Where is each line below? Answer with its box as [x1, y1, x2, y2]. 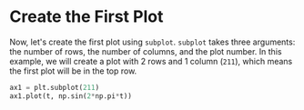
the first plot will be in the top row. [9, 65, 137, 76]
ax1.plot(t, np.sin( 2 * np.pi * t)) [9, 91, 132, 101]
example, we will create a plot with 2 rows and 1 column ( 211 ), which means [9, 55, 293, 66]
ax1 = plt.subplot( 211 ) [9, 83, 100, 92]
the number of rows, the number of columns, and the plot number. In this [9, 45, 282, 56]
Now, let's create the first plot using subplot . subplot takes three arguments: [9, 36, 296, 47]
